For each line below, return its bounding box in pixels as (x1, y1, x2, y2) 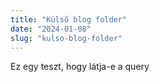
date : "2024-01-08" (10, 24, 92, 34)
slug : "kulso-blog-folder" (10, 33, 123, 43)
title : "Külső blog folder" (10, 14, 128, 25)
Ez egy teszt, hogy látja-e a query (10, 61, 150, 73)
